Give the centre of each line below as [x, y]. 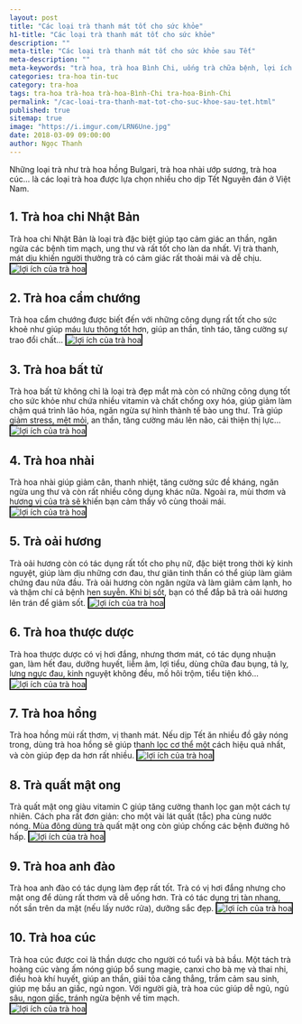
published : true [40, 110]
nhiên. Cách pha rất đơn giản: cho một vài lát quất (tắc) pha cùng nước [141, 816]
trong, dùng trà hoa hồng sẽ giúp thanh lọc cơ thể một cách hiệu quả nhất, [147, 745]
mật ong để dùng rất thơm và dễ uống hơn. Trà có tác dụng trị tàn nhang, [145, 898]
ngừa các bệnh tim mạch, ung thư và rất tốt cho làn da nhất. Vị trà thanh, [144, 248]
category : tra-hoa [44, 85]
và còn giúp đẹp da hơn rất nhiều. [72, 756]
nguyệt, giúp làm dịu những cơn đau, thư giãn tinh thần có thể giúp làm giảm [151, 573]
